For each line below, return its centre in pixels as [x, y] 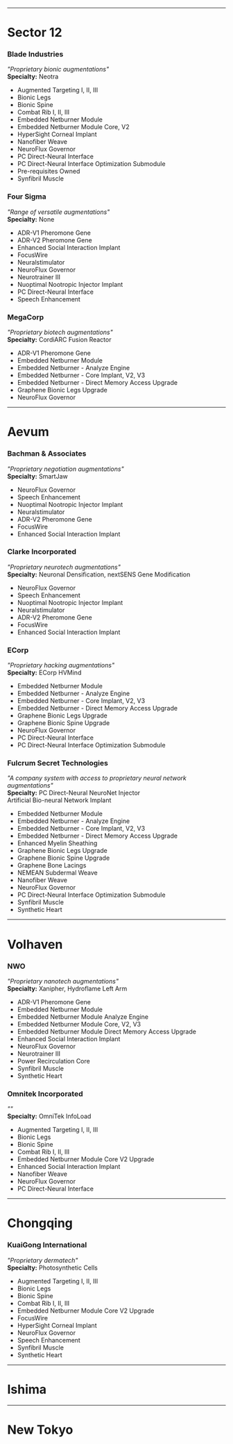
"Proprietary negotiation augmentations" [66, 469]
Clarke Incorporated [42, 551]
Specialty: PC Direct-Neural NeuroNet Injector [74, 793]
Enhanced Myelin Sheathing [57, 843]
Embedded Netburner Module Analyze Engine [83, 1016]
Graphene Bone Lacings [52, 865]
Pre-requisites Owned [49, 172]
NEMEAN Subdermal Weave [58, 873]
